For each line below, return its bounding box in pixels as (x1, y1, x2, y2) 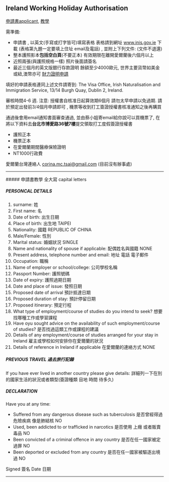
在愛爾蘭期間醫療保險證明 (13, 144, 66, 150)
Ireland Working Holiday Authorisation (6, 4, 128, 13)
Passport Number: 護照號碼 (13, 270, 70, 276)
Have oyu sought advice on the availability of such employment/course (13, 320, 160, 326)
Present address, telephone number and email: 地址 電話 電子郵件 (13, 251, 149, 258)
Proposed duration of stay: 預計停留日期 (13, 296, 96, 302)
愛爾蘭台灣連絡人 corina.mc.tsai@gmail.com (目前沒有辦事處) (6, 161, 132, 167)
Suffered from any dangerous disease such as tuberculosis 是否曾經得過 (13, 411, 163, 417)
